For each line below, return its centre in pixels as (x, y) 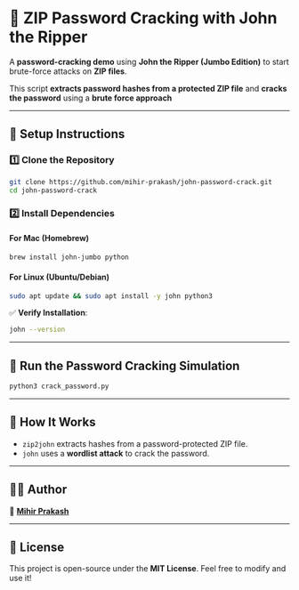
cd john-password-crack (53, 190)
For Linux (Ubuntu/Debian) (59, 277)
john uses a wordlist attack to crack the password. (116, 453)
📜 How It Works (53, 422)
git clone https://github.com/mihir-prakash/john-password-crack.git (141, 182)
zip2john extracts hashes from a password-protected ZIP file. (135, 443)
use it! (20, 578)
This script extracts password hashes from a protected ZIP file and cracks (148, 88)
